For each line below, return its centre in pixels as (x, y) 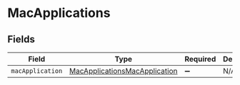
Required (200, 59)
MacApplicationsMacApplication (123, 71)
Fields (21, 39)
